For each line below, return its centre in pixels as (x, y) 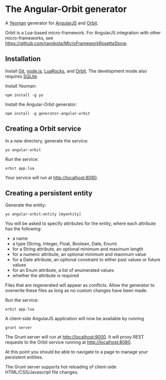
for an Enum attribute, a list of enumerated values (63, 270)
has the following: (23, 229)
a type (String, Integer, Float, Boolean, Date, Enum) (65, 244)
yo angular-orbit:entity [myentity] (43, 214)
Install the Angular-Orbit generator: (41, 104)
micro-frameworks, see (29, 38)
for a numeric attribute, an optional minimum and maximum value (79, 254)
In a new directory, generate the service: (47, 141)
